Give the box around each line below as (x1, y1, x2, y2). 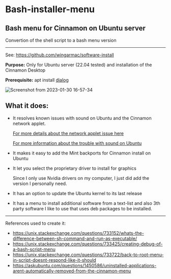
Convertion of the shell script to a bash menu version (5, 37, 117, 43)
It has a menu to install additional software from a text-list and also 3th (12, 200, 160, 206)
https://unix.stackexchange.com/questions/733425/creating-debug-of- (12, 240, 163, 247)
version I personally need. (12, 180, 67, 187)
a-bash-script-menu (12, 246, 56, 252)
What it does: (5, 102, 49, 110)
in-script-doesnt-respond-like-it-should (12, 257, 96, 263)
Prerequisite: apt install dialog (5, 77, 69, 83)
